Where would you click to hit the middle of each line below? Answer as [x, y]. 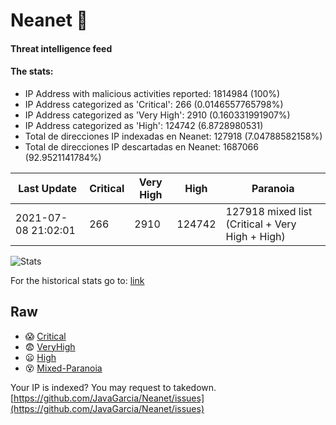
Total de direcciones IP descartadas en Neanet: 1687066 [141, 146]
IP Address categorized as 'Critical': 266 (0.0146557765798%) [154, 104]
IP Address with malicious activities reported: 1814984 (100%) [152, 93]
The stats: [32, 71]
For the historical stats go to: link [77, 280]
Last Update [48, 188]
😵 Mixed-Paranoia [63, 368]
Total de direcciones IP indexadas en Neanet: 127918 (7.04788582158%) [173, 136]
